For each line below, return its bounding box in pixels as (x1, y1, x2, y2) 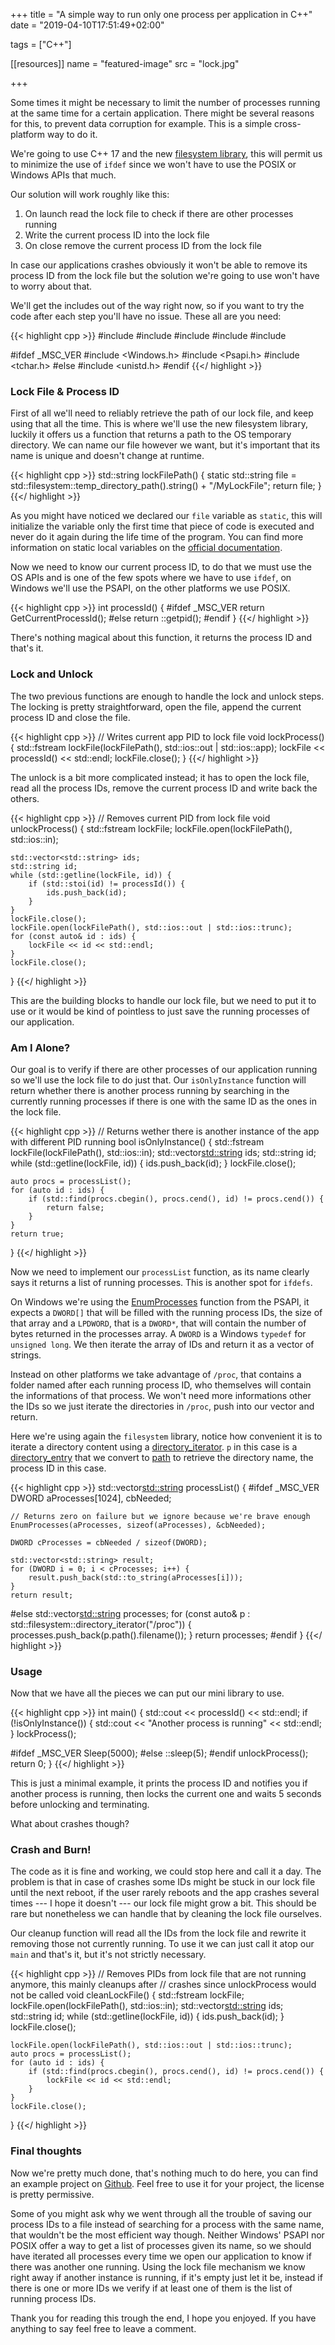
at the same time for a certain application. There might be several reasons (10, 107, 315, 119)
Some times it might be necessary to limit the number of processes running (10, 97, 321, 108)
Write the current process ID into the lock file (24, 229, 210, 241)
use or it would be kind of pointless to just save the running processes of (10, 1005, 310, 1017)
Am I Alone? (10, 1040, 71, 1054)
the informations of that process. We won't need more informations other (10, 1389, 312, 1401)
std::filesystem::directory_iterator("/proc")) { (10, 1618, 192, 1630)
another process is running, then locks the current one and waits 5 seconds (10, 1788, 322, 1800)
